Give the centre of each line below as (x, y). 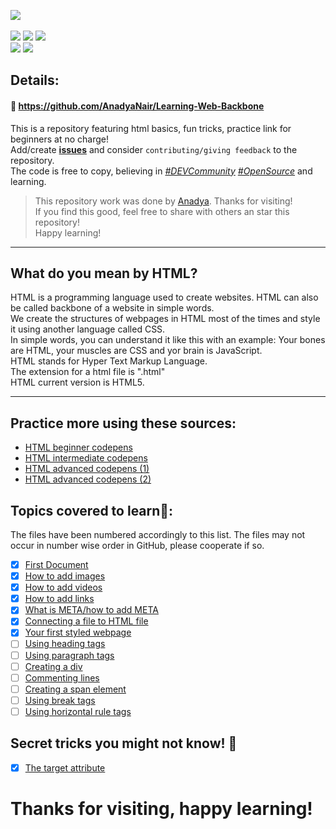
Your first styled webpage (78, 632)
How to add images (65, 576)
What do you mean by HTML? (104, 273)
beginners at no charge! (59, 139)
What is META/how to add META (91, 610)
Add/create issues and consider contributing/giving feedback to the (154, 149)
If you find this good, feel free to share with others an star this (162, 211)
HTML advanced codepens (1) (87, 469)
